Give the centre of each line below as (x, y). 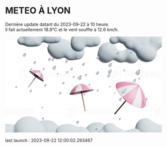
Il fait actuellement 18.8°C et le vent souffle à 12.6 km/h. (62, 29)
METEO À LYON (38, 11)
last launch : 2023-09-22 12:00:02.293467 (49, 141)
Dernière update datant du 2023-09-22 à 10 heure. (57, 24)
